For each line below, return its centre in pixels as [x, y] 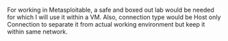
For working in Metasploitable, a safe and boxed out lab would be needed [111, 10]
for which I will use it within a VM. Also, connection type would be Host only [114, 17]
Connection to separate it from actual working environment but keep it [106, 24]
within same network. [37, 31]
